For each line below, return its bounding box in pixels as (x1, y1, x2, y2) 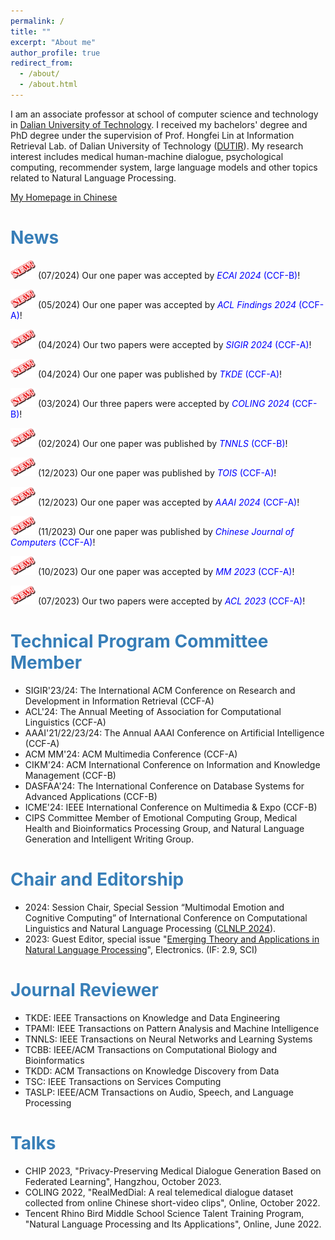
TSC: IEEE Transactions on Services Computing (24, 1075, 222, 1087)
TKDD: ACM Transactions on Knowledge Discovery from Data (24, 1065, 280, 1077)
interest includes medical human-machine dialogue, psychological (10, 150, 284, 162)
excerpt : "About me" (10, 37, 97, 47)
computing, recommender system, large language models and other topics (10, 161, 318, 173)
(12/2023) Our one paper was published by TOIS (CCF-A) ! (37, 466, 277, 479)
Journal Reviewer (10, 978, 159, 1001)
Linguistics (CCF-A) (24, 716, 107, 728)
